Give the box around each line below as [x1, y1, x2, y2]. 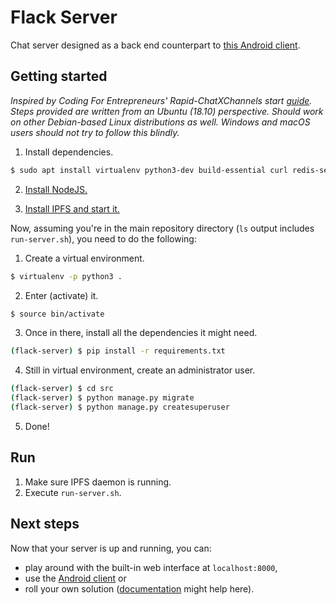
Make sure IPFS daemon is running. [24, 476, 172, 488]
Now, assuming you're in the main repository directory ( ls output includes [10, 222, 315, 234]
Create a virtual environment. [24, 252, 145, 264]
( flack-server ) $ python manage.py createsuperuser [10, 402, 230, 412]
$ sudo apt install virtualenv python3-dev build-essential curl [10, 165, 288, 175]
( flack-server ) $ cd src [10, 384, 114, 394]
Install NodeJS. [24, 183, 88, 195]
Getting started [10, 68, 108, 85]
